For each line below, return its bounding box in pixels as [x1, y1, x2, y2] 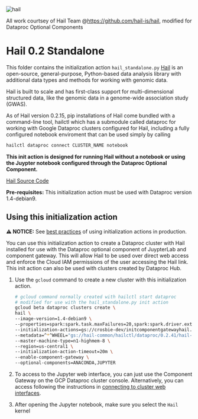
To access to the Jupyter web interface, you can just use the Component [14, 370, 193, 378]
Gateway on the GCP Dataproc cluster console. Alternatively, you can [14, 377, 184, 384]
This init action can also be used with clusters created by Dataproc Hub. [6, 264, 182, 271]
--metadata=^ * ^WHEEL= [14, 332, 68, 338]
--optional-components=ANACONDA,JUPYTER [14, 360, 116, 366]
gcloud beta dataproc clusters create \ [14, 305, 116, 311]
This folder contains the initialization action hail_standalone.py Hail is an [6, 63, 183, 71]
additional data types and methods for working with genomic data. [6, 76, 168, 84]
